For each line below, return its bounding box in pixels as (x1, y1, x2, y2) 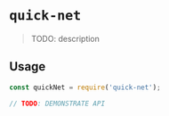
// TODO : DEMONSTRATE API (9, 99, 105, 108)
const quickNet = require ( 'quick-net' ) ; (9, 83, 162, 92)
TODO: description (30, 33, 101, 44)
